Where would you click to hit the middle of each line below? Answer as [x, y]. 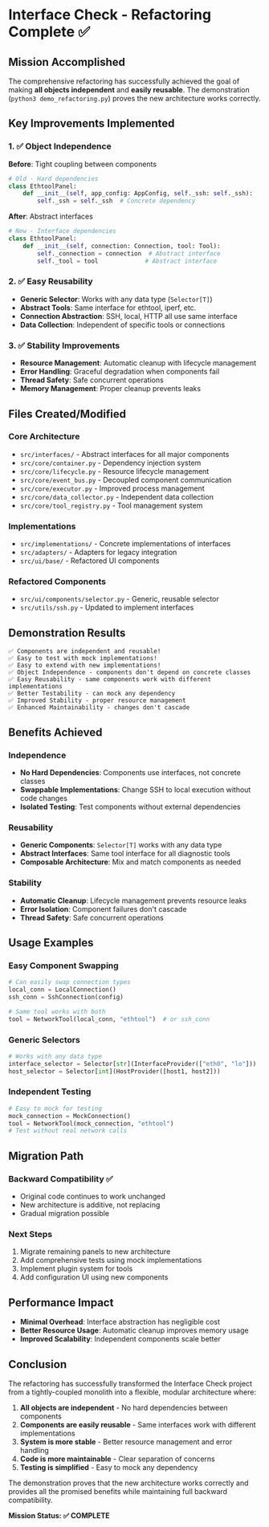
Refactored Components [57, 582]
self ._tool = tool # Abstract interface [127, 261]
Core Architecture [44, 437]
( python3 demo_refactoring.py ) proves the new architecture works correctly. [134, 98]
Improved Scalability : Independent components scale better [120, 1339]
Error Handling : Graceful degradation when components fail [120, 372]
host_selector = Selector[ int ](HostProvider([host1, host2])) [114, 1071]
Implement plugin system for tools [76, 1269]
